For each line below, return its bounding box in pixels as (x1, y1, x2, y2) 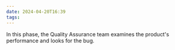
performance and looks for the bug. (6, 37, 95, 44)
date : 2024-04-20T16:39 (6, 8, 66, 15)
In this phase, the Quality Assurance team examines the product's (6, 30, 170, 37)
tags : (6, 14, 20, 20)
